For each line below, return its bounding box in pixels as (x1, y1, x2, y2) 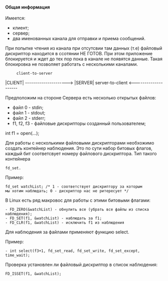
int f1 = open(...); (5, 130, 40, 136)
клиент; (12, 25, 29, 31)
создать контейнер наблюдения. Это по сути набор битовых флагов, (5, 146, 153, 152)
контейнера (5, 156, 31, 162)
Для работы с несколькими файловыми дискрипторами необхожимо (5, 140, 154, 146)
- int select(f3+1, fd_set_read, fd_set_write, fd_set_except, (5, 248, 140, 253)
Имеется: (5, 15, 26, 21)
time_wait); (5, 253, 30, 258)
